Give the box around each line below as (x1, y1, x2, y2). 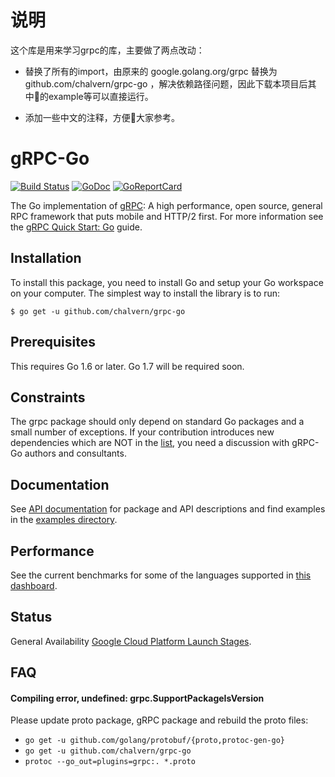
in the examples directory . (10, 514, 118, 526)
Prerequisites (10, 334, 96, 351)
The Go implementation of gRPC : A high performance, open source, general (10, 199, 323, 211)
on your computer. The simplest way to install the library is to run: (10, 287, 281, 299)
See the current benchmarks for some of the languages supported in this (10, 569, 312, 581)
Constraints (10, 389, 86, 406)
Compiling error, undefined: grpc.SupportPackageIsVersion (10, 692, 265, 704)
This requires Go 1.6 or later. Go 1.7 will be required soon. (10, 360, 245, 372)
